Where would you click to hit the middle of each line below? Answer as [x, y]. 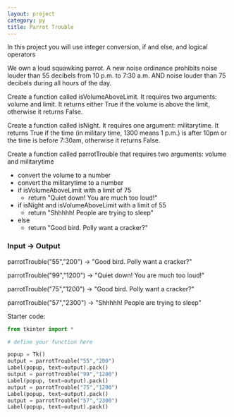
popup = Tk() [26, 355]
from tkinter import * [41, 329]
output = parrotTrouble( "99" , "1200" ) [63, 375]
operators [21, 54]
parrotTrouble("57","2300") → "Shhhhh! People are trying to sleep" [105, 302]
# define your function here [50, 342]
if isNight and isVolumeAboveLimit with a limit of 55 [92, 205]
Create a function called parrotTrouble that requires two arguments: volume [117, 154]
